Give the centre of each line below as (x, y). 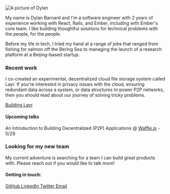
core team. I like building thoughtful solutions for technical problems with (82, 29)
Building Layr (19, 105)
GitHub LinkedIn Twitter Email (36, 186)
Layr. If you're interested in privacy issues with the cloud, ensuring (75, 85)
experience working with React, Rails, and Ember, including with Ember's (82, 23)
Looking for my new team (37, 147)
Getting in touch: (23, 175)
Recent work (21, 68)
